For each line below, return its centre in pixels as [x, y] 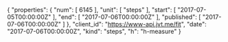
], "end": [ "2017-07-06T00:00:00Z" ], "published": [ [127, 17]
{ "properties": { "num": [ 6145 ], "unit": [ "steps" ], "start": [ [92, 10]
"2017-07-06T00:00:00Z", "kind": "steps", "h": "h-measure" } [94, 31]
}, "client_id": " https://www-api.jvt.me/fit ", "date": [137, 24]
